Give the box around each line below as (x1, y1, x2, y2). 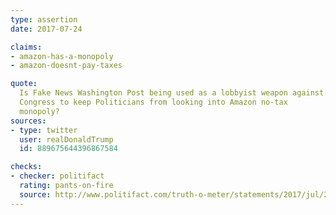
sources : (10, 116, 47, 126)
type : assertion (10, 14, 78, 25)
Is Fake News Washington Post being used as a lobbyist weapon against (19, 88, 325, 98)
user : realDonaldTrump (19, 134, 114, 145)
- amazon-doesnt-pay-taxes (10, 61, 123, 71)
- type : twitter (10, 125, 78, 135)
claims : (10, 42, 43, 52)
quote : (10, 79, 38, 89)
